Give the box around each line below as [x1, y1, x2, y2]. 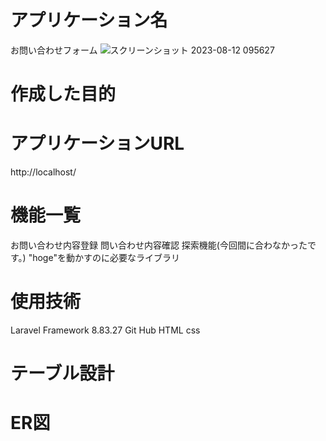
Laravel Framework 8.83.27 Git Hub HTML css [10, 324, 201, 336]
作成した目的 [10, 83, 117, 106]
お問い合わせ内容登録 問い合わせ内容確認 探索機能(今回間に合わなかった [10, 239, 308, 251]
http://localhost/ [10, 166, 77, 178]
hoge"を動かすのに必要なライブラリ [32, 252, 180, 263]
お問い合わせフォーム [10, 44, 98, 56]
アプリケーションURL [10, 132, 185, 155]
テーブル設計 [10, 362, 115, 385]
